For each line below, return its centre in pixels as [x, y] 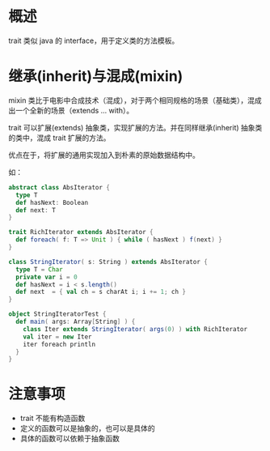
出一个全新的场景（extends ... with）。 [71, 110]
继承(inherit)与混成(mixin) [96, 77]
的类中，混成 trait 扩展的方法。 [59, 138]
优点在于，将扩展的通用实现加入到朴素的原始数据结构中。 [104, 155]
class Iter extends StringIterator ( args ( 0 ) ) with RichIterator [135, 329]
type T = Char [39, 269]
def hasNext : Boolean [52, 202]
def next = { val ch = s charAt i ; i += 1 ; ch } [101, 292]
